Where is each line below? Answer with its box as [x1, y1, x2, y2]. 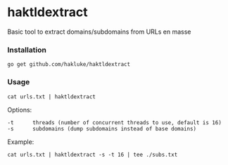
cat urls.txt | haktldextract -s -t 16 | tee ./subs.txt [7, 151, 178, 158]
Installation [7, 45, 47, 55]
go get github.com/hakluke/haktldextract [7, 61, 131, 68]
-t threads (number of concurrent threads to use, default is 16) [7, 119, 222, 126]
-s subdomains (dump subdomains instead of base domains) [7, 125, 197, 132]
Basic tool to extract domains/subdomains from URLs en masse [7, 27, 191, 36]
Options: [7, 105, 32, 114]
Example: [7, 138, 34, 146]
